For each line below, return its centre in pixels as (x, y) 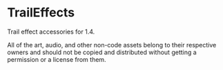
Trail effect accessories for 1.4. (51, 32)
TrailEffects (41, 13)
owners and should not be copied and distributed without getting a (102, 52)
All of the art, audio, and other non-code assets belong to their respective (112, 45)
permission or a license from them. (57, 59)
